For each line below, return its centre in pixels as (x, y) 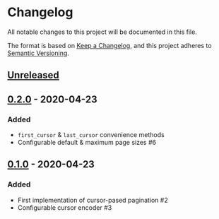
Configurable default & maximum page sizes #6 (87, 143)
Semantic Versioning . (38, 53)
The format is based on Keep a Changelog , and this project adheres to (109, 45)
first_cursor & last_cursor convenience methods (91, 135)
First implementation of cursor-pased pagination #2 (93, 200)
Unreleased (34, 75)
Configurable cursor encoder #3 (65, 207)
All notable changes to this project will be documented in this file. (102, 32)
